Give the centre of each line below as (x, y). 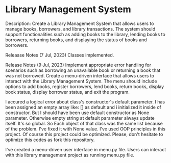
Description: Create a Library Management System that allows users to (80, 23)
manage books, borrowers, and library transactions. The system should (80, 29)
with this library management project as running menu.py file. (70, 155)
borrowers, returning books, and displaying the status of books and (76, 40)
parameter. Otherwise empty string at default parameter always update (80, 118)
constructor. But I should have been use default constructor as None (77, 113)
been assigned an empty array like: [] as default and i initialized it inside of (83, 107)
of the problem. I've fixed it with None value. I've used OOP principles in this (86, 129)
